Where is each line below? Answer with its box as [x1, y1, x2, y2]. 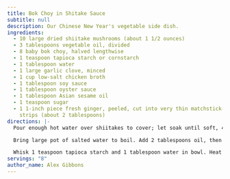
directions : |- [7, 118, 51, 125]
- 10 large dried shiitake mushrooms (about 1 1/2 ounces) [13, 36, 186, 42]
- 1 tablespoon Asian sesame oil [13, 93, 109, 100]
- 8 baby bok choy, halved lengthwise [13, 49, 125, 55]
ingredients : [7, 29, 44, 36]
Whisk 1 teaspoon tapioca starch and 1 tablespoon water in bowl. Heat [13, 149, 222, 156]
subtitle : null [7, 16, 51, 23]
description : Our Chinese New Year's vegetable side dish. [7, 23, 179, 29]
